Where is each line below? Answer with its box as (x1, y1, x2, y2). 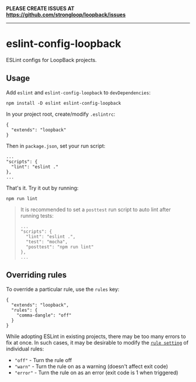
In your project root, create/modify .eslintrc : (6, 111, 116, 118)
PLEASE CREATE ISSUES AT (6, 5, 75, 12)
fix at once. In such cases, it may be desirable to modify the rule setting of (6, 339, 188, 346)
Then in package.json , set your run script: (6, 142, 106, 149)
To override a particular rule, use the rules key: (6, 285, 120, 292)
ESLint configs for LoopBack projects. (6, 56, 97, 63)
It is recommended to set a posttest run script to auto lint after (20, 206, 171, 213)
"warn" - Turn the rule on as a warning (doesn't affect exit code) (14, 363, 168, 370)
